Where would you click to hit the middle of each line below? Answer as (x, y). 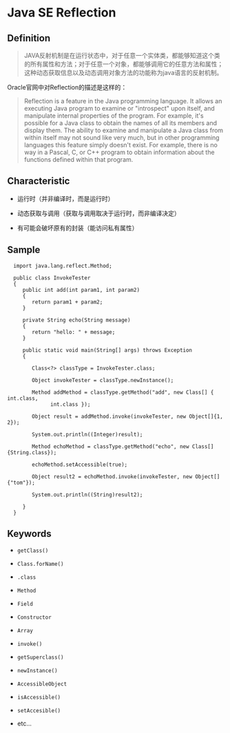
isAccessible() (39, 698)
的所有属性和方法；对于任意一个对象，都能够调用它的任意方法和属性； (124, 64)
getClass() (33, 551)
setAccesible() (39, 711)
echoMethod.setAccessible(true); (80, 465)
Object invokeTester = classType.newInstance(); (103, 380)
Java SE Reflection (62, 13)
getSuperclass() (40, 658)
